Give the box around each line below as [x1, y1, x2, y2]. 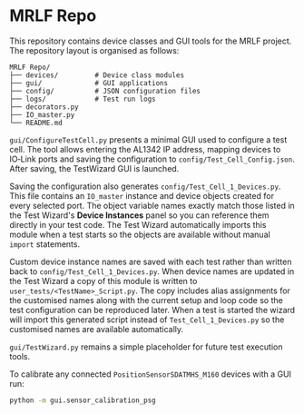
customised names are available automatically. [9, 323, 184, 334]
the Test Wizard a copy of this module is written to [9, 275, 198, 286]
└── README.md [9, 118, 64, 127]
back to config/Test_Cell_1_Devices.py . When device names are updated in [9, 265, 295, 277]
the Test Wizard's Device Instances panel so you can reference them [9, 210, 270, 221]
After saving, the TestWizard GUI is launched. [9, 163, 180, 173]
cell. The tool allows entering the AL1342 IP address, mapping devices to [9, 143, 281, 154]
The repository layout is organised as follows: [9, 44, 180, 55]
